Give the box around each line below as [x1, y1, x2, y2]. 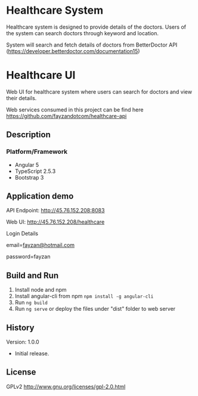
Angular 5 [14, 161, 39, 168]
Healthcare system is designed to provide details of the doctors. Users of [6, 23, 187, 30]
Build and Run [6, 270, 58, 280]
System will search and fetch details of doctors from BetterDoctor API [6, 41, 178, 48]
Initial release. [14, 350, 49, 357]
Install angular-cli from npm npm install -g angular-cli [14, 293, 154, 300]
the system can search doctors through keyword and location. [6, 29, 159, 36]
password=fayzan [6, 253, 51, 260]
